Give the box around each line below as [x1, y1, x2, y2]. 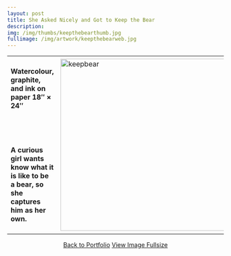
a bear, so [10, 180, 44, 189]
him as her [10, 206, 46, 215]
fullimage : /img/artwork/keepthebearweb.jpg [7, 36, 137, 43]
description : [7, 23, 45, 30]
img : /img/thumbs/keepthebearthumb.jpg [7, 29, 122, 36]
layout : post [7, 10, 45, 17]
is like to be [10, 171, 49, 181]
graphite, [10, 75, 41, 85]
